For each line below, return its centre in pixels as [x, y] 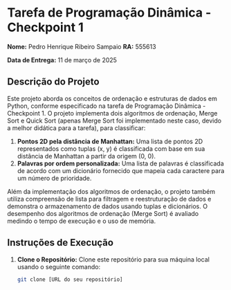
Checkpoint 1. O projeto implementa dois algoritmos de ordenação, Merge [112, 113]
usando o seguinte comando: [59, 266]
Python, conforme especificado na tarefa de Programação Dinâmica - [107, 106]
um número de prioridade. [54, 178]
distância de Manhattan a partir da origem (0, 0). [86, 156]
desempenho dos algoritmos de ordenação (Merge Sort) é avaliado [103, 213]
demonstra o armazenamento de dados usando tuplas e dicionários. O [108, 206]
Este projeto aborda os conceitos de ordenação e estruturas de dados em [112, 98]
